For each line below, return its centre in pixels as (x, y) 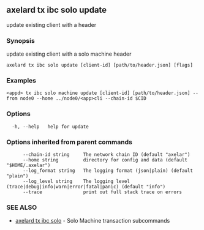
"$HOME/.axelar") (28, 165)
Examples (21, 81)
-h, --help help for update (50, 127)
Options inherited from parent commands (70, 142)
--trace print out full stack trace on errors (102, 192)
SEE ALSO (22, 207)
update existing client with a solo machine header (69, 54)
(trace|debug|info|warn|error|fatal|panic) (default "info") (86, 187)
